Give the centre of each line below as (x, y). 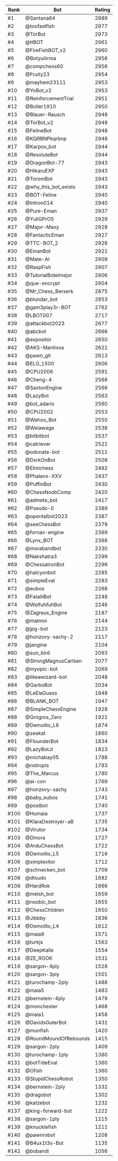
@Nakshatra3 (41, 557)
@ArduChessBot (44, 846)
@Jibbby (35, 918)
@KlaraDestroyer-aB (49, 822)
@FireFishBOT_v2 (46, 50)
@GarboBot (39, 685)
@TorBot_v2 (39, 122)
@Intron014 (39, 203)
